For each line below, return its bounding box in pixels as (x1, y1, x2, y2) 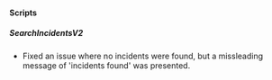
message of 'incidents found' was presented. (22, 59, 191, 71)
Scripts (9, 7, 38, 18)
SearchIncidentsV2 (9, 28, 84, 39)
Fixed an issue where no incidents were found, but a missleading (22, 50, 264, 61)
